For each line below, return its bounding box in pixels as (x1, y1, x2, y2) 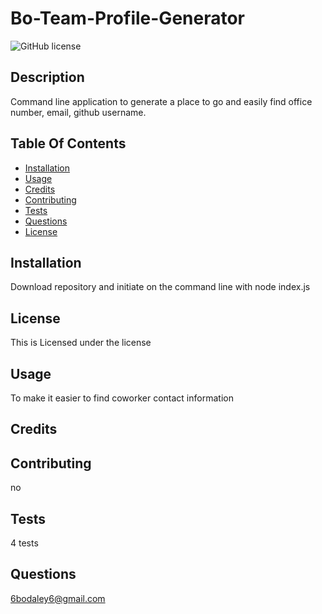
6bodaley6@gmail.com (10, 592, 106, 604)
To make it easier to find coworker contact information (10, 392, 234, 404)
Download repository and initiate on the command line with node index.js (10, 281, 311, 293)
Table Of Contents (10, 135, 127, 152)
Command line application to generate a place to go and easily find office (10, 95, 313, 107)
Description (10, 69, 85, 86)
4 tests (10, 537, 39, 549)
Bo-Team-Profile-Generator (10, 7, 246, 30)
